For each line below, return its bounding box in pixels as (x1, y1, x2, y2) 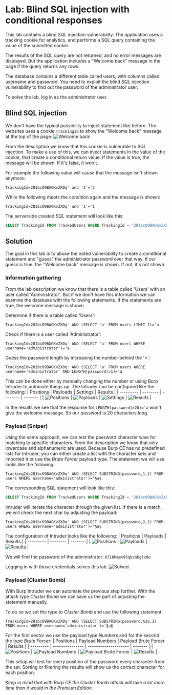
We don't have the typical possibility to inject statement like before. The (5, 122, 157, 129)
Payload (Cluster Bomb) (5, 576, 66, 583)
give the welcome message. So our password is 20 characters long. (5, 409, 148, 416)
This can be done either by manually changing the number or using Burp (5, 378, 159, 384)
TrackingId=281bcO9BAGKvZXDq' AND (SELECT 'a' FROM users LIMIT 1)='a (5, 322, 159, 327)
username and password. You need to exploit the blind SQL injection (5, 78, 150, 85)
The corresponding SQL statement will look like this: (5, 485, 115, 491)
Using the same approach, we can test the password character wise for (5, 434, 156, 441)
